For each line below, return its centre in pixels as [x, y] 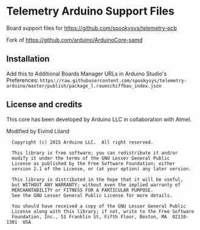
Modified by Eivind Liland [38, 131]
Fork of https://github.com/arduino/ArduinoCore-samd [74, 40]
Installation [28, 59]
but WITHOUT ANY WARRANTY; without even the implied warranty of [96, 185]
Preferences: [22, 80]
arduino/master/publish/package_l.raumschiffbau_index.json [84, 86]
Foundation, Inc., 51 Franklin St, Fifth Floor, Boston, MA [89, 217]
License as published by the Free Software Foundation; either [93, 163]
